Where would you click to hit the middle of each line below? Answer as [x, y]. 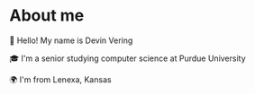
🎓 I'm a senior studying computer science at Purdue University [127, 58]
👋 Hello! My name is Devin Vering [71, 40]
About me [47, 16]
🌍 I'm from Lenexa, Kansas [60, 79]
